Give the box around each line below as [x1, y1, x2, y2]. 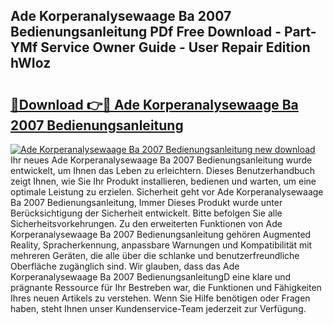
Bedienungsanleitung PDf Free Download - [10, 24, 282, 41]
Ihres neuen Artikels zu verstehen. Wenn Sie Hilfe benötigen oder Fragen [10, 292, 311, 304]
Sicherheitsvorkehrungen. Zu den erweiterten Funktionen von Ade [10, 218, 283, 229]
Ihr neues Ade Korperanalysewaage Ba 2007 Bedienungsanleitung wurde [10, 154, 313, 166]
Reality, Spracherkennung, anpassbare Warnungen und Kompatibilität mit [10, 239, 313, 251]
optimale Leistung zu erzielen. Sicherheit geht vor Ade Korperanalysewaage [10, 186, 324, 198]
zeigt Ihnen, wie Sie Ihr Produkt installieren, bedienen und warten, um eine [10, 175, 317, 187]
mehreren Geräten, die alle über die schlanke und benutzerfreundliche [10, 250, 300, 261]
